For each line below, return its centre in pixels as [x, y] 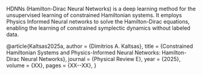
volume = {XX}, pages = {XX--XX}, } [51, 65]
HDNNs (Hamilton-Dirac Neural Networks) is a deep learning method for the [101, 9]
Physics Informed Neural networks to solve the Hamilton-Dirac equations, [98, 21]
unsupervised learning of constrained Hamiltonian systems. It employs [94, 15]
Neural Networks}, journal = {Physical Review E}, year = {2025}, [101, 59]
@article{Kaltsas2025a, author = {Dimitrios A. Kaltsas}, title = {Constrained [100, 46]
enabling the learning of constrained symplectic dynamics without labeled [98, 28]
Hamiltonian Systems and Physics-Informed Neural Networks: [83, 53]
